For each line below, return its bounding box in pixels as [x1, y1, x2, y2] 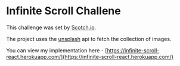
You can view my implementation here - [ [6, 46, 107, 54]
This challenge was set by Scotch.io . [6, 24, 97, 31]
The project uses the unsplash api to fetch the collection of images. [6, 35, 172, 42]
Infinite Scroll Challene [6, 4, 121, 18]
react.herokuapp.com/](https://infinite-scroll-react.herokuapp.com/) [6, 53, 174, 60]
